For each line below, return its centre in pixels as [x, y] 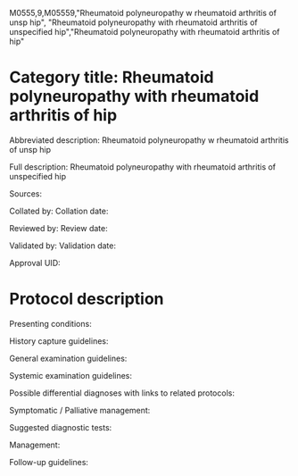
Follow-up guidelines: [49, 462]
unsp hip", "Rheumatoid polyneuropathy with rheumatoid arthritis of [134, 22]
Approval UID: [35, 263]
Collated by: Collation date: [59, 211]
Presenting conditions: [50, 323]
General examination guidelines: [68, 358]
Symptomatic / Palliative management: [80, 410]
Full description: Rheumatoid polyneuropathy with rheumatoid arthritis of [143, 167]
